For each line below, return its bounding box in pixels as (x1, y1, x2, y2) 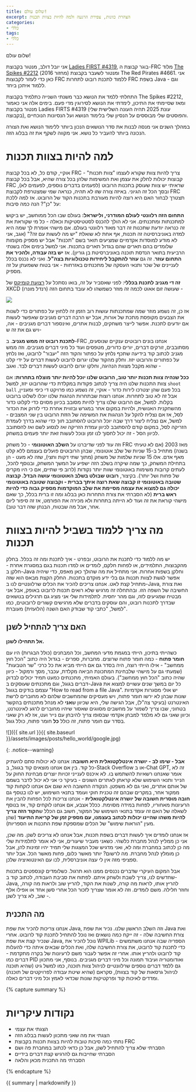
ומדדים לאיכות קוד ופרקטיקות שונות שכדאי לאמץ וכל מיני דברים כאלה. (6, 974, 159, 981)
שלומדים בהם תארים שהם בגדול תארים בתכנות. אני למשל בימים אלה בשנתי (6, 242, 173, 249)
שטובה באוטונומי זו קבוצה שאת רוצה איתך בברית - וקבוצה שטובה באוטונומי (6, 478, 181, 485)
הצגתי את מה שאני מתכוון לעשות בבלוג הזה (14, 1032, 110, 1039)
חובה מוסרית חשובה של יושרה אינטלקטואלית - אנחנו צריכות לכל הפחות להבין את (6, 795, 191, 802)
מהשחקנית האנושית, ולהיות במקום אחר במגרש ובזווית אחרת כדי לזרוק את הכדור (6, 404, 182, 411)
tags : (6, 30, 19, 36)
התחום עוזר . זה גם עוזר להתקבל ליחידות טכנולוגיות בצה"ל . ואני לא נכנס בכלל (6, 255, 182, 262)
